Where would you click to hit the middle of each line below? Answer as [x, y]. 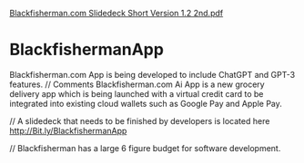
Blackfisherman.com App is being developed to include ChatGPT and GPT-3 [152, 74]
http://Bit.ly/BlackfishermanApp [68, 130]
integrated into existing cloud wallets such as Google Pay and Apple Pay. [146, 103]
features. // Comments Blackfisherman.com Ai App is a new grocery [137, 84]
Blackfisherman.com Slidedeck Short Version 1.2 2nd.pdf [117, 13]
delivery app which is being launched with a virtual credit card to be [137, 93]
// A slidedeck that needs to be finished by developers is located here [140, 120]
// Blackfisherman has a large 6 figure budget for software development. [145, 148]
